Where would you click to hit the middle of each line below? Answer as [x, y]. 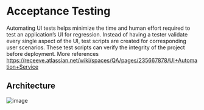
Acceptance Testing [58, 11]
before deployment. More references [53, 53]
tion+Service [22, 67]
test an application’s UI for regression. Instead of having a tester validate [97, 34]
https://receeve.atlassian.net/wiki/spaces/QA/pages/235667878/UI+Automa [102, 60]
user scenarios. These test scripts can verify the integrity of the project [96, 47]
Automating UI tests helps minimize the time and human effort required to [98, 28]
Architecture [31, 86]
